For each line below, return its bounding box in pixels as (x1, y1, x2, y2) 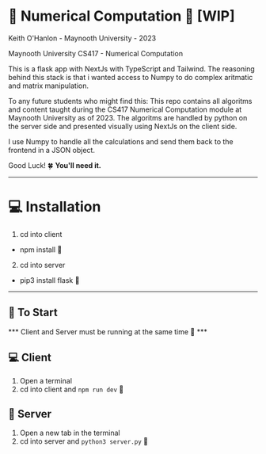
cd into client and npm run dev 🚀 (19, 384, 124, 394)
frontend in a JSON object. (8, 145, 95, 155)
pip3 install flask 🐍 (19, 275, 80, 284)
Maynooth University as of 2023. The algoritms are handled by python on (8, 113, 248, 122)
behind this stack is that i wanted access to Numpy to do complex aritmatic (8, 72, 253, 82)
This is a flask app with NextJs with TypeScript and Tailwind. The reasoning (8, 63, 255, 74)
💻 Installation (8, 198, 101, 216)
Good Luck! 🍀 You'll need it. (8, 160, 101, 170)
